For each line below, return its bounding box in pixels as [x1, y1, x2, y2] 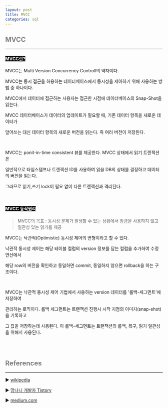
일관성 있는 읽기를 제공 [17, 224, 62, 230]
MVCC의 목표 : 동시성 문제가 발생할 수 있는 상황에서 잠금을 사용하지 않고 [17, 218, 159, 224]
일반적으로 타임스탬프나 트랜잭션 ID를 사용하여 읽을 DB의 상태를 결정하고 [5, 167, 146, 173]
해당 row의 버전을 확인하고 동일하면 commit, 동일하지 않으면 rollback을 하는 [5, 262, 154, 268]
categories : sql [5, 17, 39, 22]
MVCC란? [5, 56, 26, 62]
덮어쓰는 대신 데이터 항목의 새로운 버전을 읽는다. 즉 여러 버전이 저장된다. [5, 129, 145, 135]
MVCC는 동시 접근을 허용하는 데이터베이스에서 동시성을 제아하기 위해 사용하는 [5, 78, 157, 84]
